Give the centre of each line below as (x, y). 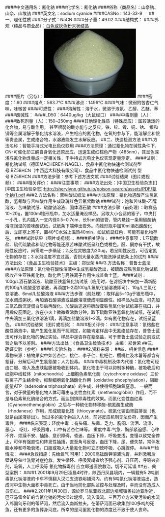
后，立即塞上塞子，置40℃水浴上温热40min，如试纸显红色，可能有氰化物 (79, 232)
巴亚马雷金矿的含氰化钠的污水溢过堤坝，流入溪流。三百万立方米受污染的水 (80, 497)
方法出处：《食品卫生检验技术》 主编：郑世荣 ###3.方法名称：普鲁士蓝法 (78, 263)
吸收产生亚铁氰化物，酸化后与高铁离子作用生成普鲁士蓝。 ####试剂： (76, 275)
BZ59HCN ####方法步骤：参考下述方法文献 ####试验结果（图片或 (78, 176)
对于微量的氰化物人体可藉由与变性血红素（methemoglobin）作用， (81, 392)
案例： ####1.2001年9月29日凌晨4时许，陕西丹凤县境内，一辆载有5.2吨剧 (84, 472)
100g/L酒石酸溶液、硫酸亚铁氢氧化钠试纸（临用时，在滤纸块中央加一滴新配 (81, 281)
